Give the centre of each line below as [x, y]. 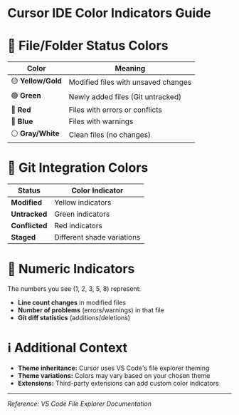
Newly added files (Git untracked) [125, 96]
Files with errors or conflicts [115, 110]
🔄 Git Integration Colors [78, 168]
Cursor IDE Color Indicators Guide [109, 13]
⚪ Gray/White [35, 133]
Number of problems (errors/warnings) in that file [91, 310]
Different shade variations [97, 237]
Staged [23, 237]
